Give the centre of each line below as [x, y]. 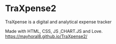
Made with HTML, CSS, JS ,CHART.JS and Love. [54, 31]
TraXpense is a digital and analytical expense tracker [58, 22]
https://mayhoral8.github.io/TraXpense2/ [46, 36]
